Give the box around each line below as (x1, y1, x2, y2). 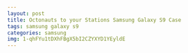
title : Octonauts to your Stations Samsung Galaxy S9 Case (7, 17, 182, 23)
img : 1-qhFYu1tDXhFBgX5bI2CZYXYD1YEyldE (7, 36, 126, 43)
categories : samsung (7, 29, 67, 36)
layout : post (7, 10, 45, 17)
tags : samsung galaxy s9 (7, 23, 79, 30)
